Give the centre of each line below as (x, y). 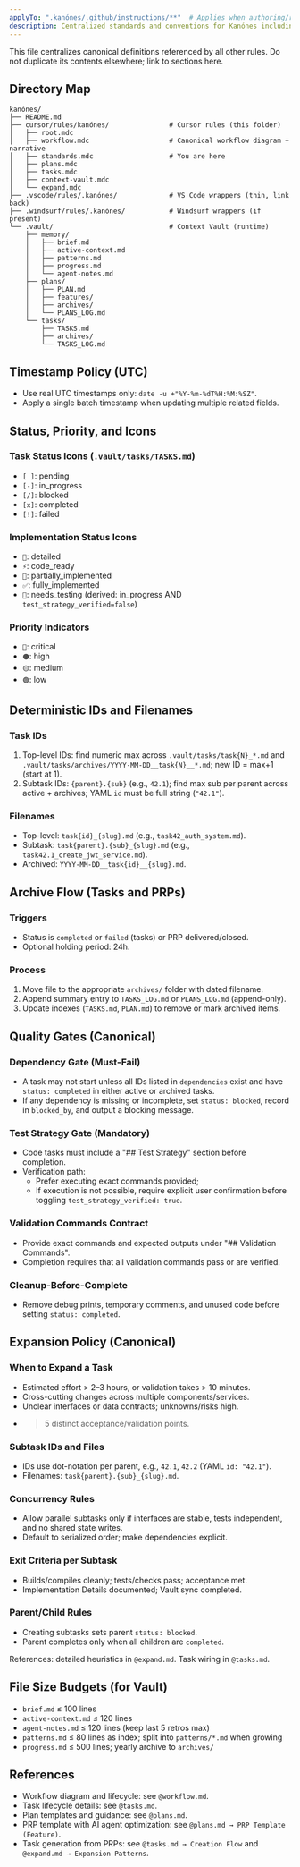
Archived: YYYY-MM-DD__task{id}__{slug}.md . (104, 864)
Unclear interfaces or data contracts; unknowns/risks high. (130, 1406)
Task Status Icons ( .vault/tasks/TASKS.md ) (102, 456)
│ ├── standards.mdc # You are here (117, 157)
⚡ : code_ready (48, 566)
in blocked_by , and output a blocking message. (108, 1110)
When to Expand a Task (61, 1368)
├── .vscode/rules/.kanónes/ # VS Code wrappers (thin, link (150, 196)
